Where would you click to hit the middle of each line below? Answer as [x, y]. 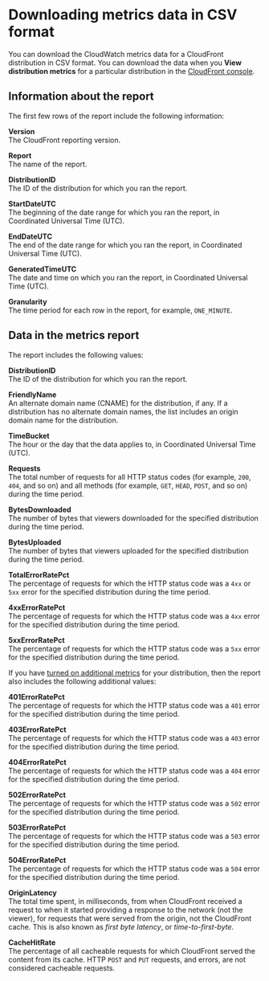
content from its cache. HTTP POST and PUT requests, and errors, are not [127, 959]
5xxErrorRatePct [37, 640]
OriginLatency [33, 893]
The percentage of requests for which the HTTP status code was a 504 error [134, 869]
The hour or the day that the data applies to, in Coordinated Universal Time [132, 444]
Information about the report [81, 97]
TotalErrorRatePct [39, 574]
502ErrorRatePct [37, 795]
